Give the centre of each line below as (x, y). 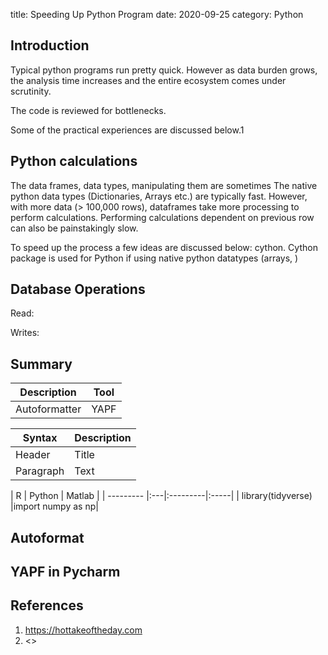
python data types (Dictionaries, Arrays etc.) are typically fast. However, (159, 196)
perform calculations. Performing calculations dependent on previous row (162, 217)
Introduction (50, 45)
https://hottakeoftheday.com (83, 630)
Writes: (25, 333)
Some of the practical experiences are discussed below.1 (127, 130)
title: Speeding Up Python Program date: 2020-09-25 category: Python (157, 14)
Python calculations (74, 161)
